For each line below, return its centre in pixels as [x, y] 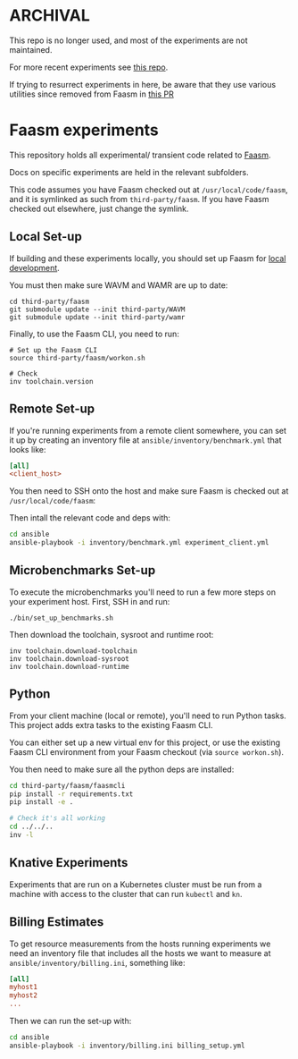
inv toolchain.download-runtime [69, 666]
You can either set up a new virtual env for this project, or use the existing [145, 742]
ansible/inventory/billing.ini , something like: [97, 962]
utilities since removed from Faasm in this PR [91, 94]
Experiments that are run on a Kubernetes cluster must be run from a [136, 884]
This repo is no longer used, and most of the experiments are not [128, 40]
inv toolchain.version [51, 381]
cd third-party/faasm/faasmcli [67, 785]
